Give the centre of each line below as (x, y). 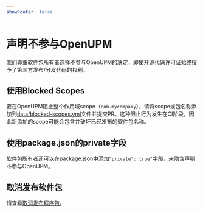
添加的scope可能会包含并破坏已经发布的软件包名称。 (83, 122)
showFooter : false (29, 12)
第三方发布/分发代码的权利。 (53, 69)
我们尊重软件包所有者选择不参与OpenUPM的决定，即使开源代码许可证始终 (99, 62)
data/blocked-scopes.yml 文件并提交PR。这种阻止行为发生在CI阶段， (103, 114)
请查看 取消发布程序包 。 (36, 203)
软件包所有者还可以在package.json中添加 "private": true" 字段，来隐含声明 (101, 158)
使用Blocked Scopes (46, 90)
